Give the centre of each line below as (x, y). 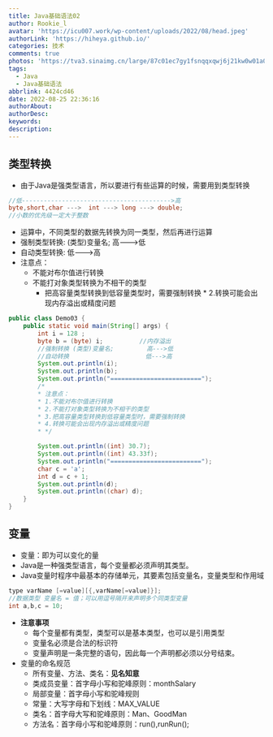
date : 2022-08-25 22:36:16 (54, 99)
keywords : (25, 122)
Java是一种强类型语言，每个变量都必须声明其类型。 (106, 565)
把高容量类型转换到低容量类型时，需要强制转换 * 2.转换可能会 (147, 293)
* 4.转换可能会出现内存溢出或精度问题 (93, 424)
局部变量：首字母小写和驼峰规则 (86, 693)
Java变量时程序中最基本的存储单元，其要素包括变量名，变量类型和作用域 (142, 575)
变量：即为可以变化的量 (59, 555)
